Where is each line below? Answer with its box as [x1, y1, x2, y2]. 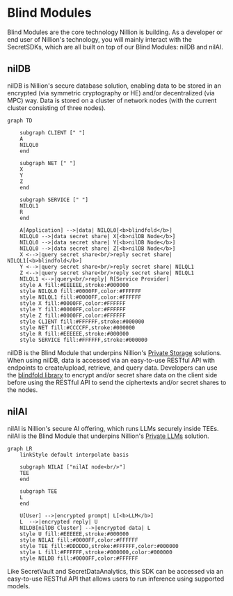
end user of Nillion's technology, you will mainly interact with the [7, 35, 193, 43]
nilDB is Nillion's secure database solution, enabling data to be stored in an [7, 81, 221, 90]
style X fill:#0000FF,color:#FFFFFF [19, 299, 127, 307]
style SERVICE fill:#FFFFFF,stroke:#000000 [19, 336, 148, 343]
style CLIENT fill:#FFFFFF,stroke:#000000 [19, 318, 145, 325]
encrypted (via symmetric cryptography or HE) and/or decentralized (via [7, 88, 215, 97]
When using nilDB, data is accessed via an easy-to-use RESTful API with [7, 356, 216, 364]
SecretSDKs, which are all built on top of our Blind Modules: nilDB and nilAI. [7, 42, 224, 51]
